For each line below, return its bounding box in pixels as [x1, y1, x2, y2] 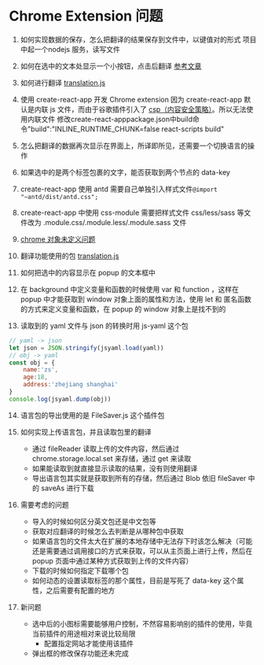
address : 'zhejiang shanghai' [23, 381, 119, 389]
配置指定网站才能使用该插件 [43, 638, 134, 648]
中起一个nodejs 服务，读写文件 [20, 44, 120, 54]
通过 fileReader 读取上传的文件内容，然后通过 [31, 444, 180, 453]
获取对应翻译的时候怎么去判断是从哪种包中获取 [31, 526, 184, 536]
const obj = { [9, 359, 56, 367]
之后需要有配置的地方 [46, 586, 115, 595]
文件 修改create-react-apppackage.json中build [41, 114, 193, 124]
